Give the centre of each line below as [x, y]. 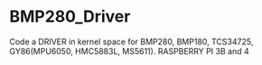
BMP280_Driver [70, 17]
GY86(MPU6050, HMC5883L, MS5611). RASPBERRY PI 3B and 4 [130, 51]
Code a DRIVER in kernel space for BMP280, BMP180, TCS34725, [131, 42]
